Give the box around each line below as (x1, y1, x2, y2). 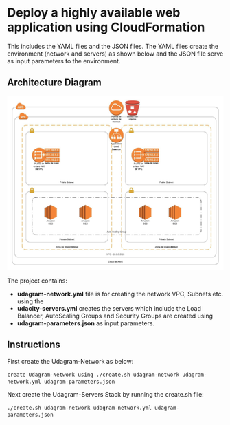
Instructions (7, 339, 60, 351)
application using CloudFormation (7, 19, 205, 35)
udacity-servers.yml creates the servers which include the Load (16, 304, 201, 312)
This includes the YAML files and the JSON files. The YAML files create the (7, 42, 218, 50)
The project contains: (7, 276, 67, 285)
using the (16, 297, 44, 305)
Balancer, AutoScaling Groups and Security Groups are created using (16, 312, 214, 320)
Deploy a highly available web (7, 5, 181, 21)
